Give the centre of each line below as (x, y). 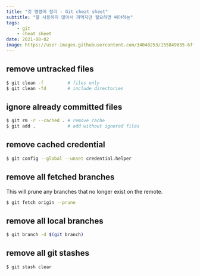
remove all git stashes (48, 253)
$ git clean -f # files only (53, 83)
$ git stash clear (29, 267)
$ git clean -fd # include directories (65, 88)
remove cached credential (56, 145)
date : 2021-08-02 (28, 39)
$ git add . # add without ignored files (73, 126)
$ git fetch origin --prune (41, 202)
